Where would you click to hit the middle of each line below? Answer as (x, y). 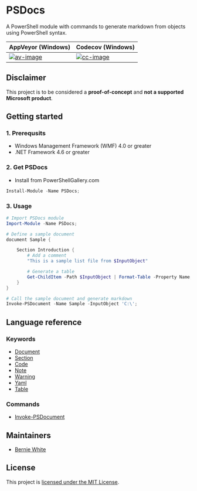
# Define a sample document (40, 234)
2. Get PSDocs (27, 168)
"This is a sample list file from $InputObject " (88, 261)
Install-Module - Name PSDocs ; (43, 191)
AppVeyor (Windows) (40, 47)
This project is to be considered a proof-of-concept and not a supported (95, 92)
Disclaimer (26, 78)
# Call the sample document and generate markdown (69, 299)
